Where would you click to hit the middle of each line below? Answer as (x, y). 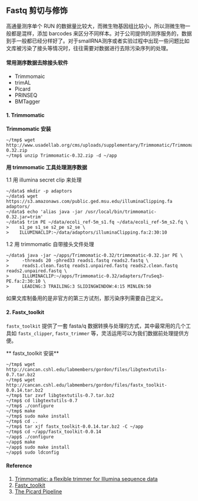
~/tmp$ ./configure (30, 406)
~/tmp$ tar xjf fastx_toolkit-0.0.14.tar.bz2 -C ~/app (75, 427)
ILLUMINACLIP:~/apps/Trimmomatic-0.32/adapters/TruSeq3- (93, 276)
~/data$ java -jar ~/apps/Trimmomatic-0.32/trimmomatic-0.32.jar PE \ (95, 256)
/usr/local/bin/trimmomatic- (121, 212)
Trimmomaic (30, 76)
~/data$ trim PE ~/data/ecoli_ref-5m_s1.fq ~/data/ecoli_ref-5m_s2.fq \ (97, 222)
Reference (19, 466)
